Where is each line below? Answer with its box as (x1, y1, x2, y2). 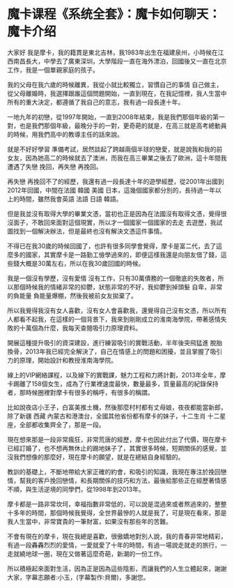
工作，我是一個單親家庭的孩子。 (7, 66, 99, 74)
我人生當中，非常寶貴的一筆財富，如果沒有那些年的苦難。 (7, 517, 172, 525)
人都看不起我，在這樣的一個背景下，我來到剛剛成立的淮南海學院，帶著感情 (7, 315, 221, 323)
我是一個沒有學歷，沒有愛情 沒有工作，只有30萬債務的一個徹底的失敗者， (7, 273, 218, 282)
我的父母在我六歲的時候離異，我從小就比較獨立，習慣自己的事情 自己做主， (7, 80, 223, 89)
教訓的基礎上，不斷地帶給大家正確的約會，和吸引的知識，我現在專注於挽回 (7, 467, 221, 476)
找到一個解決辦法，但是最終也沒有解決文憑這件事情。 (13, 227, 166, 235)
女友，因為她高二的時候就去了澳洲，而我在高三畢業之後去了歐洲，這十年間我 (7, 153, 227, 162)
